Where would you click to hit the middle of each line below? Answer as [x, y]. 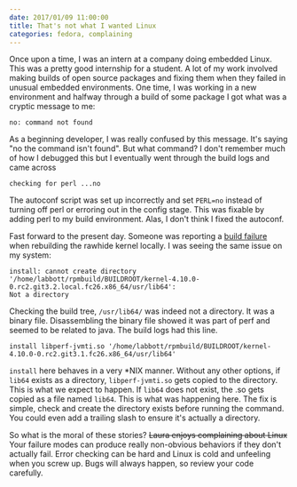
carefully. [26, 473]
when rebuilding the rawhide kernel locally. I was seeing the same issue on [146, 246]
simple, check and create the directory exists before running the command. [147, 409]
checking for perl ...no [55, 184]
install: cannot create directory [73, 272]
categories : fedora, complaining [71, 34]
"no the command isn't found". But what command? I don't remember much [148, 148]
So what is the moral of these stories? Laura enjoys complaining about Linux [148, 435]
